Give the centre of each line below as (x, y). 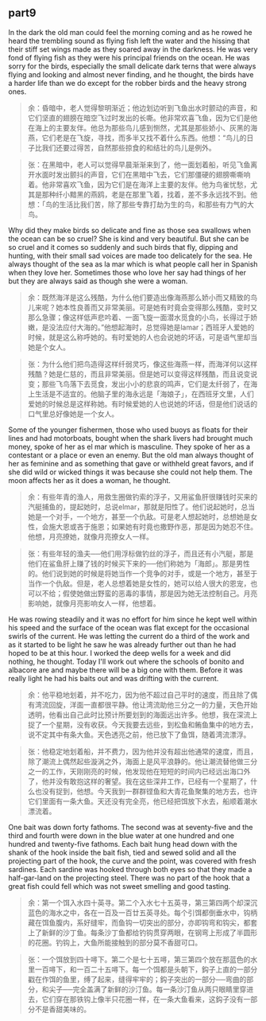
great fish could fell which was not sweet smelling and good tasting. (120, 886)
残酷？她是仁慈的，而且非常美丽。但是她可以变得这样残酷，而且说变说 (143, 374)
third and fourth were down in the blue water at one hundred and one (121, 836)
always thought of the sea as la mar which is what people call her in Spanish (133, 264)
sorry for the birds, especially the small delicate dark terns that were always (132, 66)
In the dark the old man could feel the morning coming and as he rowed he (130, 32)
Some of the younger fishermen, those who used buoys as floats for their (128, 430)
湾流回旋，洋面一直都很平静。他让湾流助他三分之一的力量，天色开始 (146, 704)
